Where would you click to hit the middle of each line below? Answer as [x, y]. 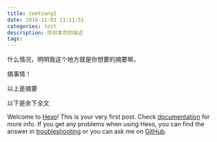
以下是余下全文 [28, 103]
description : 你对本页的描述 [45, 33]
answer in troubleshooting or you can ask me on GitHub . [87, 132]
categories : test [32, 26]
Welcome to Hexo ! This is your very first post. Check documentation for [108, 117]
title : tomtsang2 [32, 13]
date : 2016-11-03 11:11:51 [46, 20]
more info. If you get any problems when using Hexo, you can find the [106, 124]
